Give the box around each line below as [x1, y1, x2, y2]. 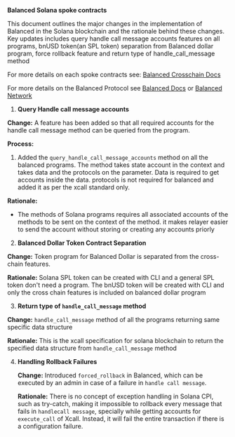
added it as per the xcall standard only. [17, 183, 130, 191]
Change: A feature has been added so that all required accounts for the [7, 119, 215, 127]
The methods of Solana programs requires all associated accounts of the [17, 210, 229, 218]
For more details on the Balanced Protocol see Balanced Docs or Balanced [7, 84, 222, 92]
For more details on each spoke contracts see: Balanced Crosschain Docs [7, 70, 221, 79]
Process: [7, 140, 34, 148]
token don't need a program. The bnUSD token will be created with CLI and [7, 281, 224, 289]
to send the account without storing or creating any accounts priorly [17, 225, 215, 234]
